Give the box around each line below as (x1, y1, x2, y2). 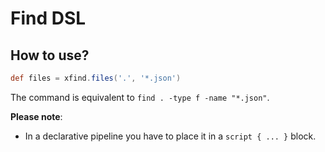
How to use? (10, 47, 90, 64)
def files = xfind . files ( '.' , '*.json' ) (10, 73, 182, 83)
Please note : (10, 110, 63, 122)
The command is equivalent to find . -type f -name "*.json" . (10, 91, 270, 103)
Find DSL (10, 7, 87, 30)
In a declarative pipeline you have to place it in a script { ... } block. (24, 130, 317, 142)
